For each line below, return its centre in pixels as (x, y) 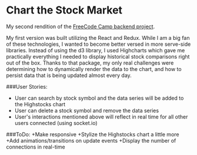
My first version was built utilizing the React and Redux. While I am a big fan (98, 38)
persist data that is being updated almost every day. (69, 75)
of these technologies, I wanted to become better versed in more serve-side (98, 44)
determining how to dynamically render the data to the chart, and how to (94, 69)
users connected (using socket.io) (56, 123)
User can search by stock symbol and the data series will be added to (99, 98)
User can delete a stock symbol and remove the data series (87, 110)
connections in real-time (36, 147)
